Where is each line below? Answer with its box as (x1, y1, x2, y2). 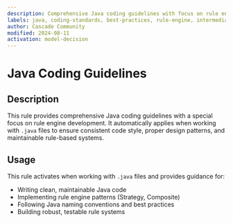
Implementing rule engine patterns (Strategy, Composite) (17, 193, 180, 201)
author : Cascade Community (7, 23, 85, 30)
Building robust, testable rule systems (17, 207, 126, 215)
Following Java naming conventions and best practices (17, 200, 175, 208)
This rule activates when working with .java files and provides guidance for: (7, 172, 225, 180)
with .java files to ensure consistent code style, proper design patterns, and (7, 126, 225, 135)
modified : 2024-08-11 (7, 29, 70, 37)
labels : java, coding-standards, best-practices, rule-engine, (7, 17, 194, 24)
